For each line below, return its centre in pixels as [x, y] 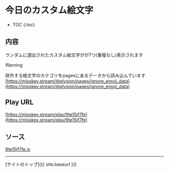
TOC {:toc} [24, 24]
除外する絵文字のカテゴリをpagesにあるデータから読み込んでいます [75, 75]
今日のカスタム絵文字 [50, 10]
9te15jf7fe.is [18, 149]
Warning [14, 65]
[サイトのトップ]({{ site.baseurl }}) [41, 164]
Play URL [19, 102]
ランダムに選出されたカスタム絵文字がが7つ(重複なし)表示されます [74, 55]
